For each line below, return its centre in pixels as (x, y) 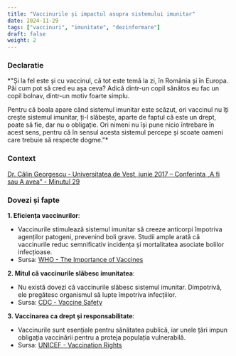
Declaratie (26, 66)
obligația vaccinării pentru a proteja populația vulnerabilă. (102, 337)
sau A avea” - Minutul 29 (44, 182)
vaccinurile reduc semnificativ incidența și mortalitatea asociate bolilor (121, 245)
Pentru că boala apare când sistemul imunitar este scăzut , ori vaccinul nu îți (118, 110)
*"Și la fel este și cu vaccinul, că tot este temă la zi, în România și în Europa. (118, 81)
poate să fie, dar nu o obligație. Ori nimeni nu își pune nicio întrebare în (111, 125)
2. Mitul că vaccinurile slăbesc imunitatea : (71, 273)
